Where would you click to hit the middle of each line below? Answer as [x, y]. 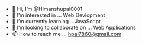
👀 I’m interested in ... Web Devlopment [58, 15]
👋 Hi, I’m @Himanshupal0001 [47, 9]
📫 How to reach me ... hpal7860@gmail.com [67, 34]
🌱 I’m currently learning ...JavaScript [56, 21]
